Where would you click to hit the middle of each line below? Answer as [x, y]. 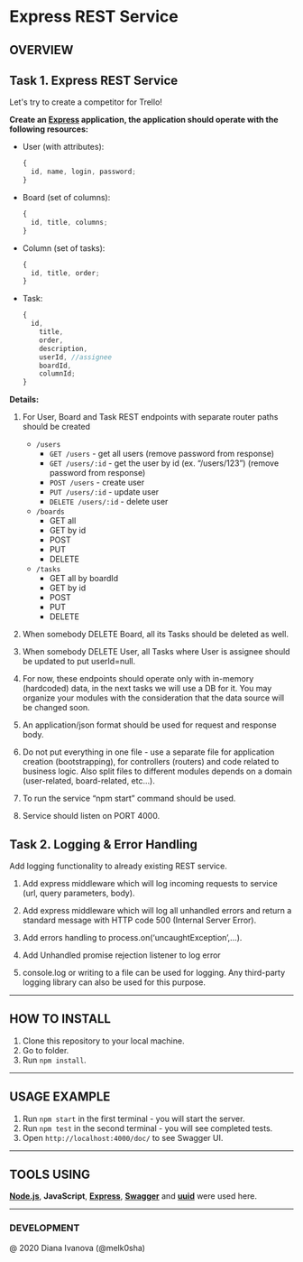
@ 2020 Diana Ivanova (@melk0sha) [78, 1248]
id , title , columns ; [69, 222]
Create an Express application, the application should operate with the [144, 120]
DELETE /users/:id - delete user [109, 502]
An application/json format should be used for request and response [149, 725]
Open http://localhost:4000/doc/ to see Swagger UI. [123, 1137]
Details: [24, 400]
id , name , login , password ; [84, 172]
